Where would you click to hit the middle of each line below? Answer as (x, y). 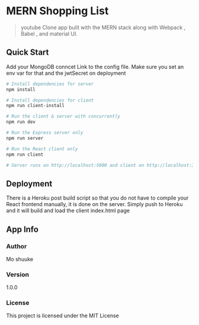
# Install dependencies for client (50, 100)
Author (17, 246)
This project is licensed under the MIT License (63, 315)
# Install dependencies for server (50, 84)
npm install (21, 89)
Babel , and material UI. (49, 33)
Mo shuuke (20, 259)
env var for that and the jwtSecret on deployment (66, 73)
